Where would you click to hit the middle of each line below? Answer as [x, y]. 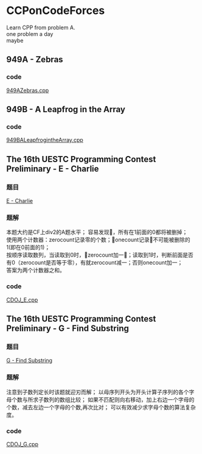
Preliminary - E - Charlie [53, 168]
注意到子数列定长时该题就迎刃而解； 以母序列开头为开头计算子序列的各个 [98, 392]
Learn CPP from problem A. [41, 27]
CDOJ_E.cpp [22, 300]
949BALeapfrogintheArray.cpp [45, 140]
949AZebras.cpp [28, 90]
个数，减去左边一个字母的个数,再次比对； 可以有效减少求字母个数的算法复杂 [101, 407]
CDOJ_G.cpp [22, 444]
